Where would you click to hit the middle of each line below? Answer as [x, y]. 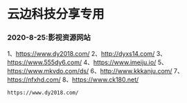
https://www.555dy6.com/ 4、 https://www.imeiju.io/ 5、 [87, 62]
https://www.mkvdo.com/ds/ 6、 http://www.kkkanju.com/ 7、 [95, 71]
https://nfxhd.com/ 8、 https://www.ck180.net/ [73, 79]
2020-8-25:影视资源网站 [49, 37]
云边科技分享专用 [56, 14]
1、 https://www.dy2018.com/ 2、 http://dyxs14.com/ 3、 [87, 54]
